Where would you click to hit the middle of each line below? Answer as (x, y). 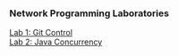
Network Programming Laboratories (89, 13)
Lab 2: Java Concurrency (56, 42)
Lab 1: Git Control (41, 33)
